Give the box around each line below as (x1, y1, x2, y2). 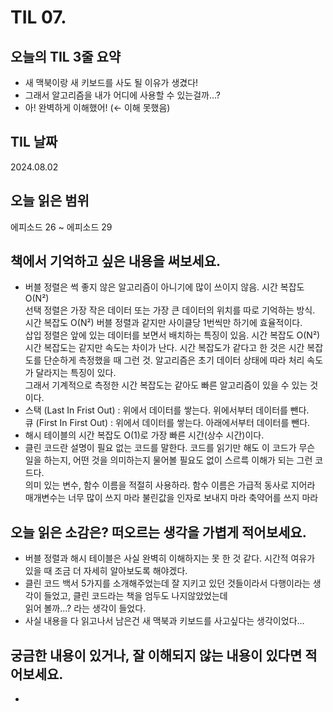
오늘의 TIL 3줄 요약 (10, 48, 122, 65)
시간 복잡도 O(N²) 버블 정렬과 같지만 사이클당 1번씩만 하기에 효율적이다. (24, 317, 303, 329)
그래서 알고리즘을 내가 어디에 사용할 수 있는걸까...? (24, 89, 221, 101)
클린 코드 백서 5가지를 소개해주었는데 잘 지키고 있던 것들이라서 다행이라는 (24, 577, 311, 590)
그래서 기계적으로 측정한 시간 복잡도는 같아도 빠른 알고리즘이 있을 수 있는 (24, 379, 308, 391)
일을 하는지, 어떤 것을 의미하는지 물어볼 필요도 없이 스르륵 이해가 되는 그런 (24, 454, 313, 466)
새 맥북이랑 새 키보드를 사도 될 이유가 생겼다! (24, 77, 199, 88)
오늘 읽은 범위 (10, 192, 90, 210)
